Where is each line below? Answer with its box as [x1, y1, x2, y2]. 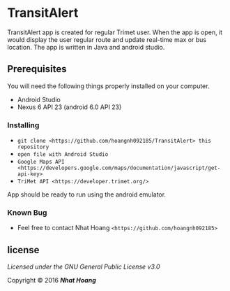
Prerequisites [7, 63, 67, 75]
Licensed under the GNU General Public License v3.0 [7, 262, 160, 271]
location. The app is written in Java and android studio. [7, 43, 165, 51]
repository [17, 143, 49, 151]
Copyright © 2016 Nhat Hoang [7, 276, 96, 285]
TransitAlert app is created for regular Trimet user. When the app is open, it [7, 28, 223, 36]
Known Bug [7, 208, 47, 218]
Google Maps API [17, 159, 65, 166]
